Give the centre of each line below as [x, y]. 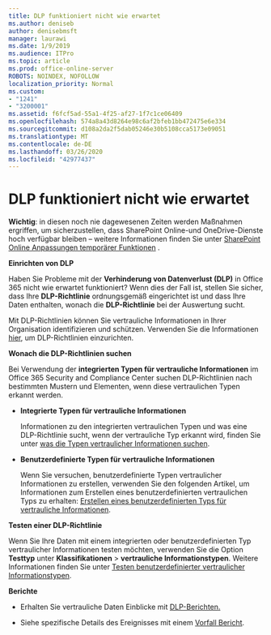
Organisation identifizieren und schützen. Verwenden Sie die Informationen [133, 329]
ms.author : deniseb [41, 24]
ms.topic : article [39, 62]
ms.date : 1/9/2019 [39, 46]
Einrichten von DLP [41, 264]
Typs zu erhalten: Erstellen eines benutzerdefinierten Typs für [123, 501]
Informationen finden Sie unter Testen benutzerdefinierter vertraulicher [127, 567]
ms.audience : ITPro [41, 54]
